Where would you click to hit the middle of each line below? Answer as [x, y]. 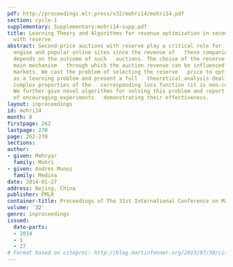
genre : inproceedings [38, 214]
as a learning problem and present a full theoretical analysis [111, 78]
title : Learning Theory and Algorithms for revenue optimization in [108, 33]
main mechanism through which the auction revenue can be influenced [119, 65]
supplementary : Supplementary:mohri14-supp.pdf [77, 26]
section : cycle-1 [32, 20]
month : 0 [20, 117]
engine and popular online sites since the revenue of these [106, 53]
